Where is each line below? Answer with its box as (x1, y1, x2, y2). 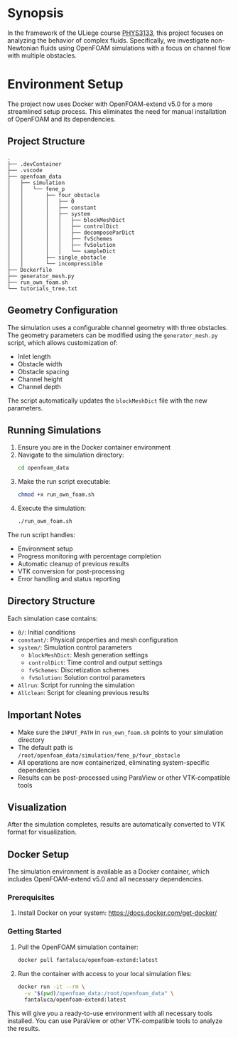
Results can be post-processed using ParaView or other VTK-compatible (17, 773, 231, 782)
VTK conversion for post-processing (17, 567, 125, 576)
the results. (7, 1024, 40, 1033)
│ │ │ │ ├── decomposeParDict (7, 229, 135, 236)
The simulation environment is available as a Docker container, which (7, 867, 210, 876)
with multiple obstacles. (7, 51, 77, 60)
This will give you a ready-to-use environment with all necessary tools (7, 1009, 213, 1018)
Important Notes (7, 709, 82, 721)
